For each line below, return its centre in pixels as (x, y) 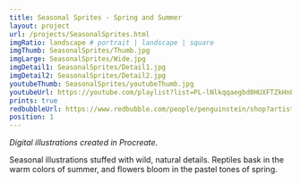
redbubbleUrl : (36, 109)
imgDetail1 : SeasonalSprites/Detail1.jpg (88, 68)
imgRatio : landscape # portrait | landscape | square (112, 42)
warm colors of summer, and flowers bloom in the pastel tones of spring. (143, 170)
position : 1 (31, 117)
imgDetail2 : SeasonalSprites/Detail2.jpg (88, 76)
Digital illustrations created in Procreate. (84, 143)
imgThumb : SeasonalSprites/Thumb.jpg (80, 51)
